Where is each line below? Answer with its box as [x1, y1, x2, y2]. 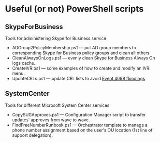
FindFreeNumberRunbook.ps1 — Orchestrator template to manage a [12, 122, 148, 128]
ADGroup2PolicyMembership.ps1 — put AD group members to [12, 45, 136, 50]
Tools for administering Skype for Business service [5, 35, 106, 41]
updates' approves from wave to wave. [12, 117, 90, 123]
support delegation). [12, 132, 53, 138]
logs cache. [12, 60, 35, 66]
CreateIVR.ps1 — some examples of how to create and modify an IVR [12, 65, 150, 71]
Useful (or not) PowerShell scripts [5, 3, 144, 14]
